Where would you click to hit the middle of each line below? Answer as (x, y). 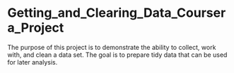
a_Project (36, 28)
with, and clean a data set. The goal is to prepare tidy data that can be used (117, 55)
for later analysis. (33, 62)
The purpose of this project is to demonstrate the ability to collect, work (112, 47)
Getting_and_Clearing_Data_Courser (117, 13)
